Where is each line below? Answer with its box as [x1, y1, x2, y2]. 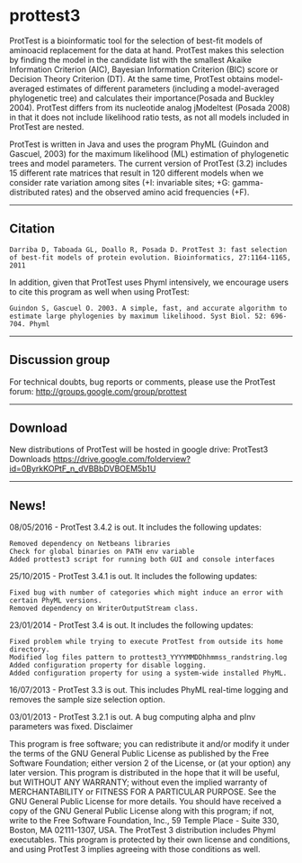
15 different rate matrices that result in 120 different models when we [9, 168, 264, 178]
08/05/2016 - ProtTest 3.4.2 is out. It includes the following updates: [9, 522, 262, 532]
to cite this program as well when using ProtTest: [9, 286, 191, 297]
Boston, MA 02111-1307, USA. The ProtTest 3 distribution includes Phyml [9, 825, 276, 836]
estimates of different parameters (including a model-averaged [46, 83, 280, 94]
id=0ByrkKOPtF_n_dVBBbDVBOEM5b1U [9, 463, 156, 474]
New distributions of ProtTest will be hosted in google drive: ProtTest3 [9, 444, 269, 455]
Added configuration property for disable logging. [9, 661, 207, 670]
